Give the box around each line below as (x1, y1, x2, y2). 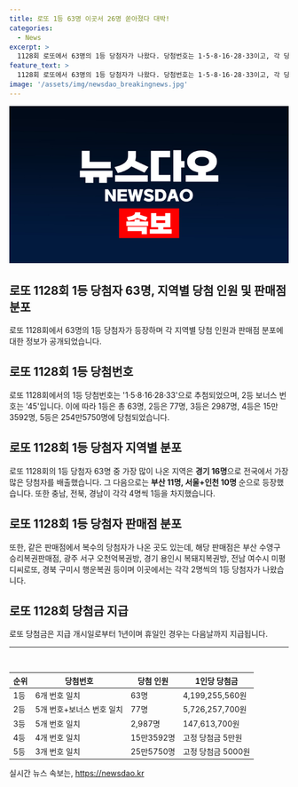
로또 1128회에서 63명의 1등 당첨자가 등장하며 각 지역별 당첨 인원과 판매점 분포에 (9, 325, 284, 336)
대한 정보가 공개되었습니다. (9, 336, 102, 346)
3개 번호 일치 (35, 746, 81, 757)
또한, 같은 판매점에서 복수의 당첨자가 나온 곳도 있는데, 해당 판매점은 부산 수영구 (9, 542, 281, 552)
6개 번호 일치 (35, 690, 81, 701)
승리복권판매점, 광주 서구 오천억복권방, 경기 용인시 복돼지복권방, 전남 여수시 (9, 552, 270, 563)
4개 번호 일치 (35, 732, 81, 743)
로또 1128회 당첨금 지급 (9, 603, 129, 618)
